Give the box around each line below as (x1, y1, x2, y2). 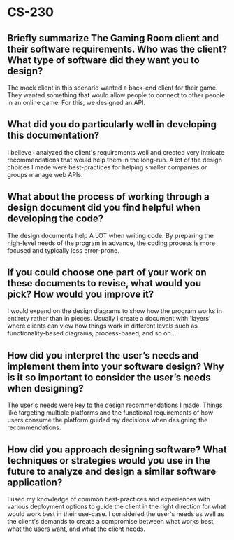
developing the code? (7, 213, 103, 225)
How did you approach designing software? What (7, 443, 227, 455)
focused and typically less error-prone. (7, 246, 120, 254)
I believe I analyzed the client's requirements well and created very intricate (7, 148, 225, 156)
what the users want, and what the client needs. (7, 525, 145, 533)
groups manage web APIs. (7, 170, 83, 179)
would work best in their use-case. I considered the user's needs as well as (7, 510, 225, 518)
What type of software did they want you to (7, 54, 200, 66)
